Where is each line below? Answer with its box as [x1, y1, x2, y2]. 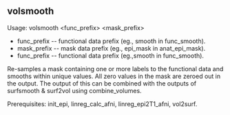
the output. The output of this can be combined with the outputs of [7, 79, 197, 88]
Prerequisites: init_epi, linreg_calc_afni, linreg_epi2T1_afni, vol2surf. [7, 99, 198, 108]
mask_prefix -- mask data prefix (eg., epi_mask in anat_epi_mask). [17, 44, 206, 52]
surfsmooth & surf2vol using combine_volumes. [7, 86, 143, 94]
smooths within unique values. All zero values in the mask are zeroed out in [7, 72, 221, 80]
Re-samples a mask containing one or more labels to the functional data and [7, 64, 224, 73]
